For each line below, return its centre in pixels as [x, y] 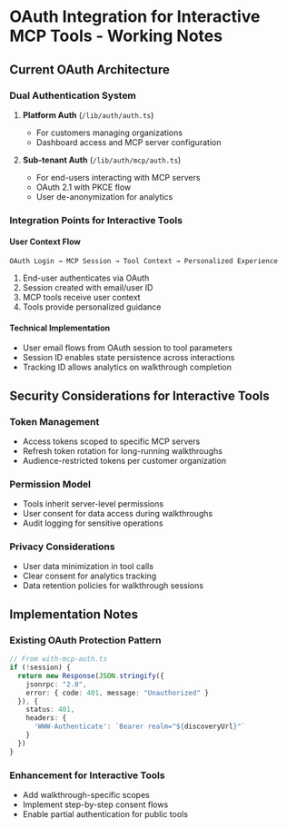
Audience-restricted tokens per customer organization [124, 460]
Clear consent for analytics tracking [89, 576]
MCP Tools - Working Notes [116, 36]
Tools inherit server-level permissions [93, 504]
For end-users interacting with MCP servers [118, 177]
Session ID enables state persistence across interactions [129, 358]
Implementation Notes [74, 614]
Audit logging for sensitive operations [93, 523]
